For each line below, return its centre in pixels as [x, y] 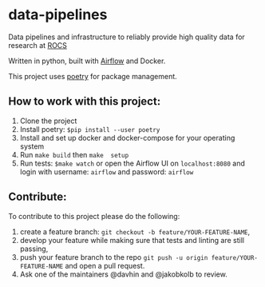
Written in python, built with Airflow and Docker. [87, 61]
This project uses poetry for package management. [93, 76]
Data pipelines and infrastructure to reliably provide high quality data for [127, 37]
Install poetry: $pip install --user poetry [90, 129]
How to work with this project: [85, 102]
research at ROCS [38, 45]
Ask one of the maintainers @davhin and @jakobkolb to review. [123, 274]
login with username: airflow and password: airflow [107, 171]
